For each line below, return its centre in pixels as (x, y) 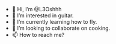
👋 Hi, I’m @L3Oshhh (37, 9)
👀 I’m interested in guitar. (43, 15)
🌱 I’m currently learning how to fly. (54, 22)
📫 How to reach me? (38, 35)
